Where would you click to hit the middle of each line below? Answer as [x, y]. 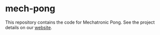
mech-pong [30, 9]
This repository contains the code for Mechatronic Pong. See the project [80, 22]
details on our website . [29, 27]
